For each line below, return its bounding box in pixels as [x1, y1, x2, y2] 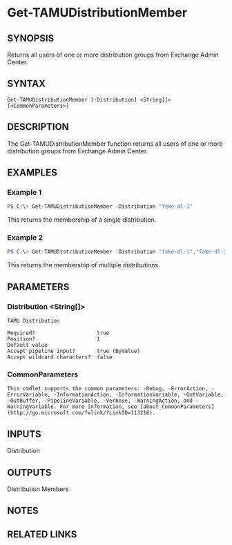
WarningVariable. [7, 403, 57, 410]
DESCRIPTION [7, 121, 69, 133]
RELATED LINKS [7, 528, 77, 540]
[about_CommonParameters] [139, 403, 215, 410]
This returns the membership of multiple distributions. [7, 261, 160, 269]
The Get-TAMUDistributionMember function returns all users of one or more [7, 140, 223, 148]
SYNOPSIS [7, 32, 55, 44]
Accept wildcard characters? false [7, 354, 113, 361]
